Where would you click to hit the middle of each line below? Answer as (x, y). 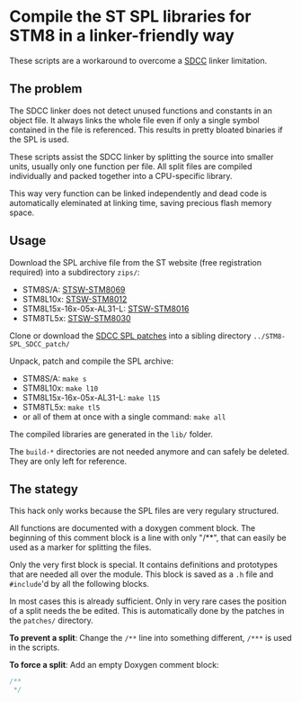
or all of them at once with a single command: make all (124, 417)
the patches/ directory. (51, 621)
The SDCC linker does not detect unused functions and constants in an (141, 111)
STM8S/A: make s (54, 378)
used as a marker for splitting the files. (80, 547)
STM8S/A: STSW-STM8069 (74, 289)
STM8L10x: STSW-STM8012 (75, 299)
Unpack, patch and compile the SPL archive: (91, 361)
